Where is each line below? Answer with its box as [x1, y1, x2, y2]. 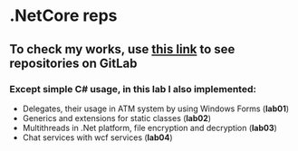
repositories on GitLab [9, 55, 138, 71]
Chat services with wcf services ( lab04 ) [22, 132, 174, 143]
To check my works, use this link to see [9, 42, 236, 57]
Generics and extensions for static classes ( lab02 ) [22, 112, 211, 123]
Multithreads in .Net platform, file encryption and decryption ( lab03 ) [22, 122, 278, 133]
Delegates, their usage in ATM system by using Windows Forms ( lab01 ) [22, 103, 290, 114]
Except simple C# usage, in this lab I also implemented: [9, 82, 256, 95]
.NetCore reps [9, 5, 118, 26]
